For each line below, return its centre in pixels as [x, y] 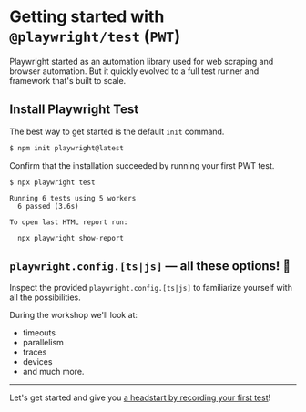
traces [35, 352]
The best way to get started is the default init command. [117, 131]
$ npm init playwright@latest [67, 148]
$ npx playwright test [52, 182]
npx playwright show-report [71, 238]
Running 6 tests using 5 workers [73, 198]
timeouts [39, 333]
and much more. [53, 372]
